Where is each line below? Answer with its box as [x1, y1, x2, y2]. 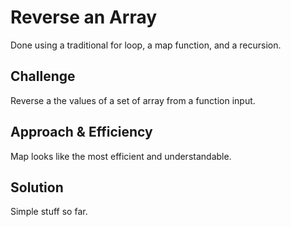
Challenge [10, 68, 76, 85]
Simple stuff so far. [10, 206, 88, 218]
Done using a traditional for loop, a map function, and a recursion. [10, 39, 282, 51]
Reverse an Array [10, 6, 158, 29]
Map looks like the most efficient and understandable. [10, 150, 232, 162]
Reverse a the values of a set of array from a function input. [10, 94, 256, 106]
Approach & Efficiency [10, 124, 153, 141]
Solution [10, 179, 64, 196]
